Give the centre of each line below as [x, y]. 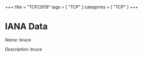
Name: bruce [18, 40]
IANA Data [26, 27]
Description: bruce [23, 49]
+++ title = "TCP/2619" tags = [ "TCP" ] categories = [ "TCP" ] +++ [72, 7]
